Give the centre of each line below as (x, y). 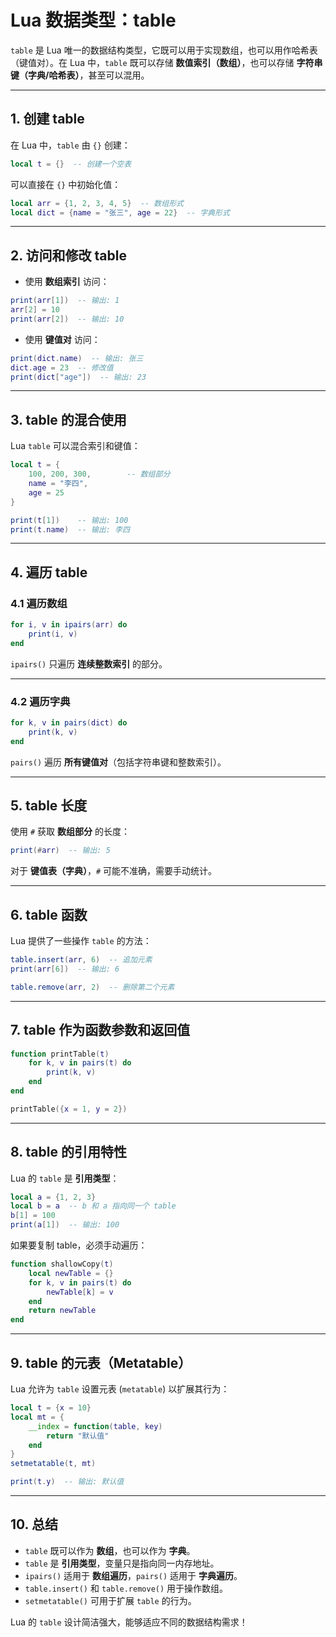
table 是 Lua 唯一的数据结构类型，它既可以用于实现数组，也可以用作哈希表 (164, 50)
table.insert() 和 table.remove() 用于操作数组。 (126, 1588)
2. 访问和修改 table (68, 255)
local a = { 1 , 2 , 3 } (53, 1197)
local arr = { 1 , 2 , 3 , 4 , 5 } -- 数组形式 (97, 203)
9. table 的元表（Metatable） (101, 1362)
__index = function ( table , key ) (95, 1426)
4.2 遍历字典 (40, 701)
